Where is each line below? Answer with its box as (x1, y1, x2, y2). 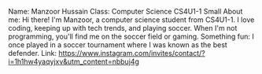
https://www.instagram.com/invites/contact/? (58, 49, 206, 57)
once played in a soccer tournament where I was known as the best (8, 40, 228, 50)
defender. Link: (8, 49, 57, 57)
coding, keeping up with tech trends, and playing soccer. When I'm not (8, 24, 238, 32)
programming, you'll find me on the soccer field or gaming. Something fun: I (8, 31, 254, 41)
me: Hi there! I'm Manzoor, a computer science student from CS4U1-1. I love (8, 15, 255, 24)
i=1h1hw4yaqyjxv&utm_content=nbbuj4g (8, 57, 140, 66)
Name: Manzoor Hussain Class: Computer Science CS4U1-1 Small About (8, 7, 243, 16)
